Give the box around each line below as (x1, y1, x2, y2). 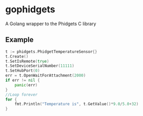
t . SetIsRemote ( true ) (5, 59, 50, 64)
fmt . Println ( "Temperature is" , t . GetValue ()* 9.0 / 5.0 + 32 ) (14, 102, 139, 107)
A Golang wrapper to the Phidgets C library (5, 21, 96, 27)
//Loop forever (5, 92, 38, 97)
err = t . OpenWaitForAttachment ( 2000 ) (5, 73, 86, 78)
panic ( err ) (14, 82, 38, 88)
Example (5, 35, 34, 44)
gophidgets (5, 4, 55, 15)
